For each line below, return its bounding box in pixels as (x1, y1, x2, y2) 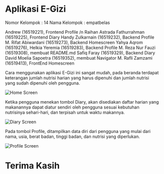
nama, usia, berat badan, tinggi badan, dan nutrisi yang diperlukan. (5, 133, 141, 139)
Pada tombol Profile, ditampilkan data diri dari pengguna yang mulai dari (5, 128, 151, 134)
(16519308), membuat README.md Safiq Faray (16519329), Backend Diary (5, 50, 155, 56)
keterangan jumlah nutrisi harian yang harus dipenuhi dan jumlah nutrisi (5, 75, 149, 81)
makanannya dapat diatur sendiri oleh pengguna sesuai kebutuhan (5, 104, 140, 110)
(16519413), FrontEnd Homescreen (5, 60, 74, 66)
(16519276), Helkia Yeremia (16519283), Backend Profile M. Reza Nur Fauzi (5, 44, 156, 50)
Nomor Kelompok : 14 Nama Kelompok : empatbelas (5, 20, 110, 25)
